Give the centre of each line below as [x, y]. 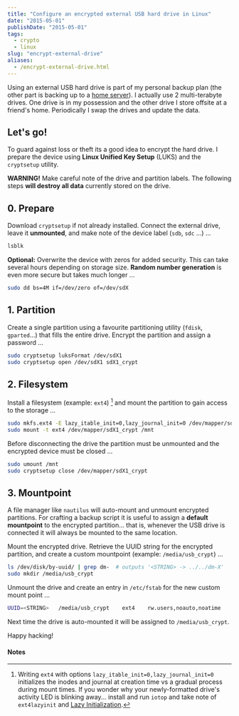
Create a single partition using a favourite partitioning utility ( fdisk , [105, 327]
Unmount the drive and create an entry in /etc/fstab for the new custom [114, 588]
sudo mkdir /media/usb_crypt [51, 574]
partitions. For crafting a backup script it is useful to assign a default [108, 518]
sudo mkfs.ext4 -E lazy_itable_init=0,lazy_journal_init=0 [97, 424]
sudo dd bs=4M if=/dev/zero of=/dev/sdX [68, 288]
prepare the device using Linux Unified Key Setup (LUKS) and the [104, 157]
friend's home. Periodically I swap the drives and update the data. [104, 110]
